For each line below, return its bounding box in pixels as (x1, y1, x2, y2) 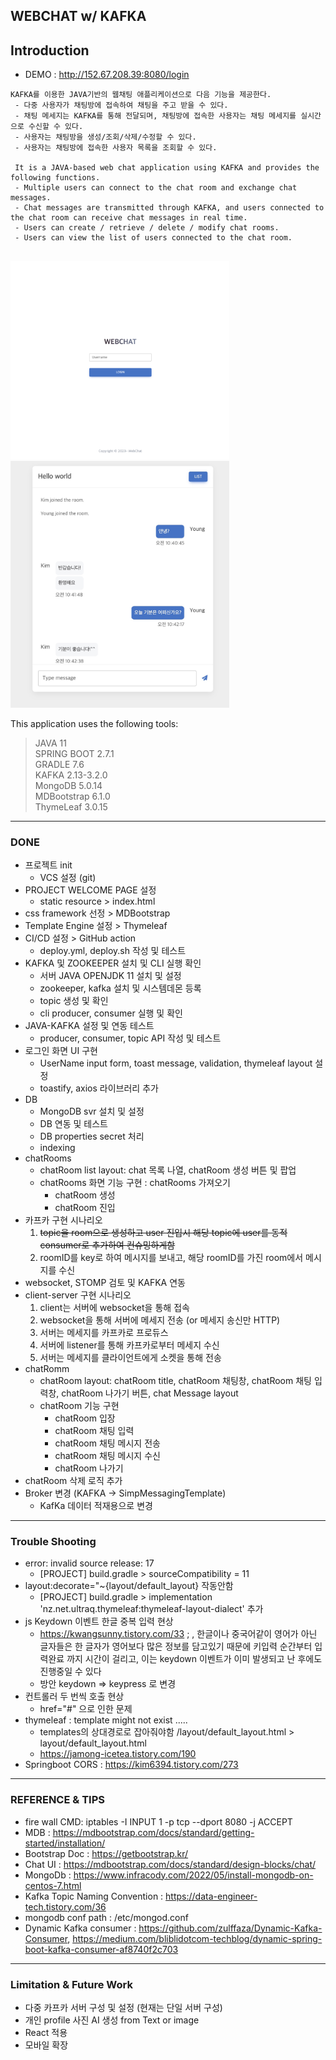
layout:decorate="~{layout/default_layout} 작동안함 (24, 1580, 234, 1592)
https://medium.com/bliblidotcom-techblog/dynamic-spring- (72, 1932, 323, 1944)
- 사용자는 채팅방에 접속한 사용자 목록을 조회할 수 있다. (14, 143, 218, 153)
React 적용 (24, 2027, 68, 2039)
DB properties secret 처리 (39, 1130, 145, 1143)
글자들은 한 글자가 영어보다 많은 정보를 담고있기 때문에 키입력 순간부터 (39, 1640, 313, 1653)
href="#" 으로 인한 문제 (39, 1703, 133, 1715)
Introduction (10, 42, 90, 59)
